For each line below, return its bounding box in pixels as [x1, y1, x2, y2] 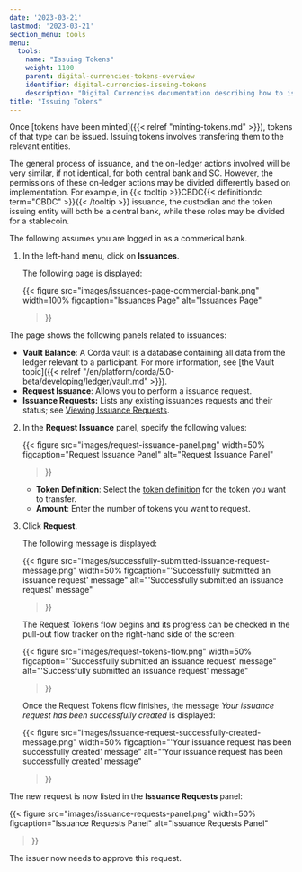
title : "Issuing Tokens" [9, 96, 102, 106]
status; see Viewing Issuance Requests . [22, 404, 170, 415]
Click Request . [22, 521, 78, 531]
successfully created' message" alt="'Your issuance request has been [22, 747, 283, 758]
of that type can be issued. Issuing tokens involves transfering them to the [9, 132, 285, 142]
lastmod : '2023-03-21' [9, 22, 94, 31]
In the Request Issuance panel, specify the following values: [22, 422, 247, 433]
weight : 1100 [25, 64, 75, 73]
